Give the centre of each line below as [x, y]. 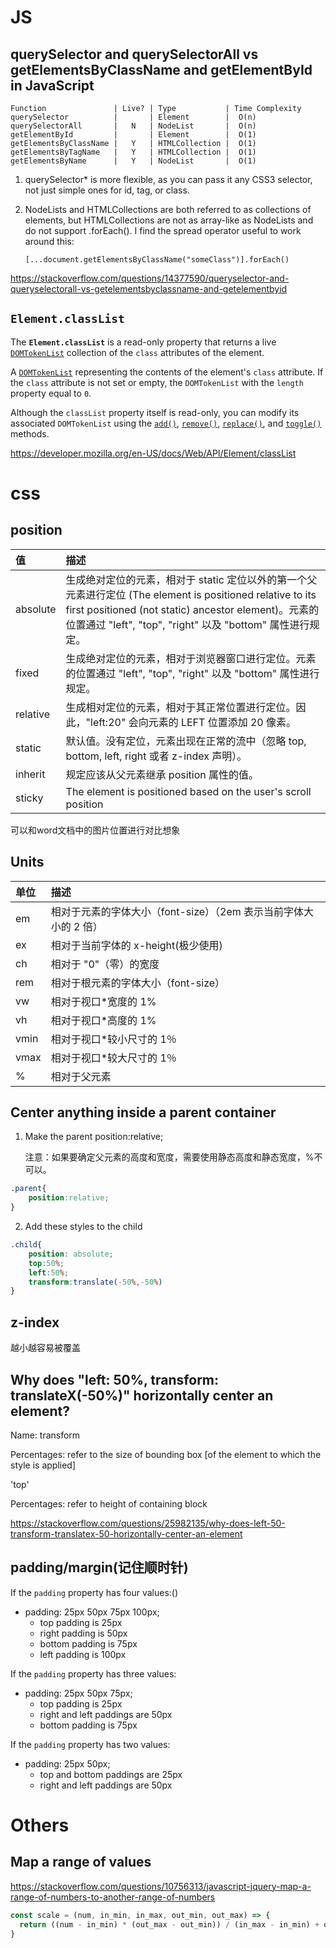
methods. [30, 433]
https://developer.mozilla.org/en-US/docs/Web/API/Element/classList [153, 453]
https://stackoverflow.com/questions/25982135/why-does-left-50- [148, 1523]
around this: [49, 241]
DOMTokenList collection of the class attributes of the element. [137, 352]
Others [40, 1825]
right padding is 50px [83, 1633]
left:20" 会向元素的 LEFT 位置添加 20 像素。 [193, 722]
